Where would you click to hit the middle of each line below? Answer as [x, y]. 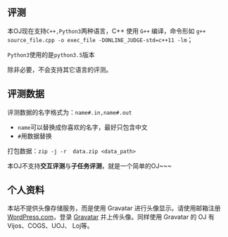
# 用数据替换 [34, 136]
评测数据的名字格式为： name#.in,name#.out [70, 112]
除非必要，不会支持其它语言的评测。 [60, 70]
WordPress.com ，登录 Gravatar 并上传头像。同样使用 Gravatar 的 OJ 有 [111, 217]
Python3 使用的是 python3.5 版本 [51, 54]
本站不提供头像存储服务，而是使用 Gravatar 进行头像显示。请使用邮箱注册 [114, 208]
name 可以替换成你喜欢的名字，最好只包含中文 [82, 127]
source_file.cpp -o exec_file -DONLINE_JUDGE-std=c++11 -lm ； [100, 39]
